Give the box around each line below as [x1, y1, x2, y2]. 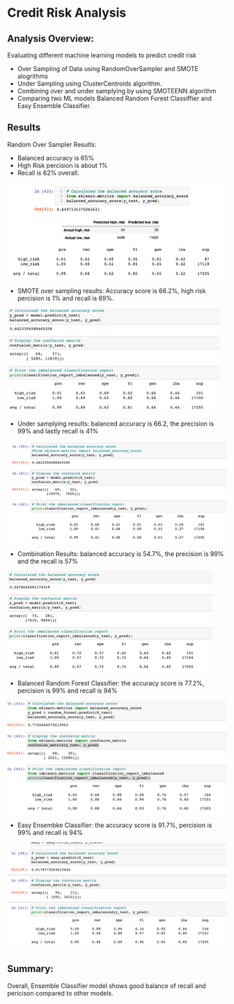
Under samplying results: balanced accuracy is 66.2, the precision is [17, 419, 214, 428]
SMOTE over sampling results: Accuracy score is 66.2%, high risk [17, 287, 206, 295]
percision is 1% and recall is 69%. [17, 294, 114, 302]
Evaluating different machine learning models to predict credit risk [7, 51, 197, 59]
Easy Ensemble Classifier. [17, 102, 92, 109]
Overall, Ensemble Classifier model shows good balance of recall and [7, 981, 207, 990]
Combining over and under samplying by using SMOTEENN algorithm [17, 87, 217, 95]
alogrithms [17, 72, 49, 80]
